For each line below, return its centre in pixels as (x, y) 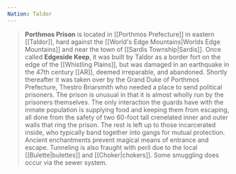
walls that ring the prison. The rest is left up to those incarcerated (120, 124)
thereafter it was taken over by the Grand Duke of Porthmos (112, 80)
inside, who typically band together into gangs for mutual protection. (125, 132)
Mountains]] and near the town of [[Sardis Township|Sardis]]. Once (123, 49)
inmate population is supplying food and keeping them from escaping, (127, 109)
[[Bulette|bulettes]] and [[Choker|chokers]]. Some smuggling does (122, 155)
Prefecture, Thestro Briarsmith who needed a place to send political (123, 87)
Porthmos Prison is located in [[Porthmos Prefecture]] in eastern (119, 34)
